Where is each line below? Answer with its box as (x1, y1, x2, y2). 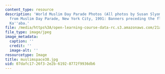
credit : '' (9, 43, 32, 48)
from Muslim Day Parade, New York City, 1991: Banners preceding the (9, 16, 155, 21)
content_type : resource (5, 7, 54, 12)
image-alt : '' (9, 48, 38, 53)
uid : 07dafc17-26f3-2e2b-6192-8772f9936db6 (5, 61, 96, 66)
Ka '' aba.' (9, 20, 29, 26)
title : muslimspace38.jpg (5, 57, 58, 62)
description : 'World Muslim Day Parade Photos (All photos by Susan (5, 12, 148, 17)
